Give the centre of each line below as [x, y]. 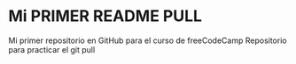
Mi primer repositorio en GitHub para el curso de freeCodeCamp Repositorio [148, 40]
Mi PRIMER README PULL [105, 16]
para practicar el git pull [52, 49]
